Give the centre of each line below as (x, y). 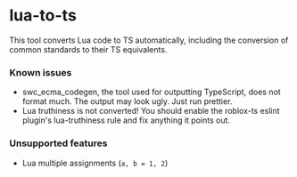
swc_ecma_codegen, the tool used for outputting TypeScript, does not (151, 92)
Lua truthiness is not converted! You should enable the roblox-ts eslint (151, 111)
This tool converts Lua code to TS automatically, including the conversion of (149, 40)
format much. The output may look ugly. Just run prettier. (127, 101)
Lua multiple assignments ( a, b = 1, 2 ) (95, 163)
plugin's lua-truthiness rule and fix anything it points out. (126, 120)
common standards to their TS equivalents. (88, 49)
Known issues (41, 72)
